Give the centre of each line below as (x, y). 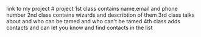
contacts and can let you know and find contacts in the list (79, 27)
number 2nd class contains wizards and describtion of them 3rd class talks (100, 15)
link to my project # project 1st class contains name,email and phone (92, 9)
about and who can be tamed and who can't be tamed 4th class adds (93, 21)
